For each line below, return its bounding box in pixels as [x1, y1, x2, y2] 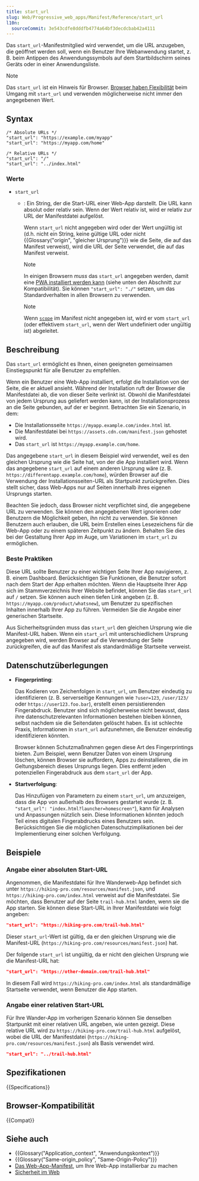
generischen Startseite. [6, 613, 64, 620]
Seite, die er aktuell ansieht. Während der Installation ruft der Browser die [6, 385, 185, 392]
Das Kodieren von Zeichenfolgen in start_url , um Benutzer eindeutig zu [14, 688, 192, 695]
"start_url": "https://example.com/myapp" [6, 135, 113, 141]
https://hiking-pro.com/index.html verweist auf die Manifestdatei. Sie [6, 891, 180, 898]
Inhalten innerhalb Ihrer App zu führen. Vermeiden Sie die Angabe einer [6, 606, 181, 613]
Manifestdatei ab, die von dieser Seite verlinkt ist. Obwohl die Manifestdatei [6, 391, 191, 398]
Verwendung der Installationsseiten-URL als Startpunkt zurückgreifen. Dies [6, 478, 190, 485]
